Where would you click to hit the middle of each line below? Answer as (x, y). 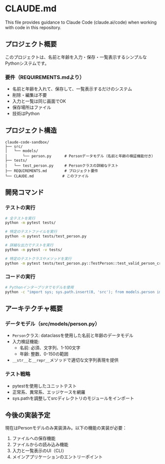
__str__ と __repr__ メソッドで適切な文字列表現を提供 (65, 360)
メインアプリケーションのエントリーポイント (57, 457)
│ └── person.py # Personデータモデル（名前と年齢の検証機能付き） (80, 156)
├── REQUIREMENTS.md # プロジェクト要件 (52, 171)
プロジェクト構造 (31, 130)
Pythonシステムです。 (27, 63)
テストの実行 (20, 208)
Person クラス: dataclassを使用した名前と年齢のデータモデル (73, 335)
